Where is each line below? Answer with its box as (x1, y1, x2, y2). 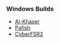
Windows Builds (6, 5, 55, 13)
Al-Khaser (14, 18, 40, 25)
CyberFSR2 (14, 31, 43, 38)
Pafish (14, 24, 31, 31)
